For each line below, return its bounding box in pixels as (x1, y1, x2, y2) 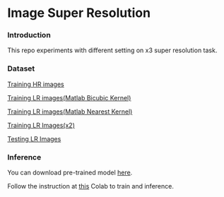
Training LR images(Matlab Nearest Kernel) (7, 107, 133, 116)
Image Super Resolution (7, 5, 151, 21)
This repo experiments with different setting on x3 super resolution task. (7, 46, 218, 54)
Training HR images (7, 80, 65, 88)
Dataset (7, 64, 35, 73)
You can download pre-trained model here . (7, 168, 133, 177)
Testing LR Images (7, 134, 61, 143)
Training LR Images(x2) (7, 121, 76, 129)
